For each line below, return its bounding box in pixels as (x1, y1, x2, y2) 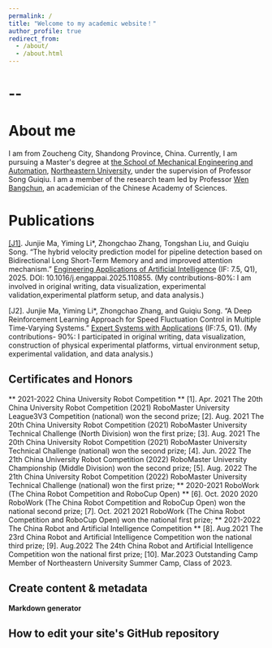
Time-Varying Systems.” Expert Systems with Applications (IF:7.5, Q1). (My (8, 323, 257, 333)
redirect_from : (8, 34, 60, 43)
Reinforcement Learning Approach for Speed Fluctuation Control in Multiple (8, 314, 261, 325)
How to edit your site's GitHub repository (8, 627, 220, 641)
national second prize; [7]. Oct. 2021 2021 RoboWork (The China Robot (8, 506, 245, 516)
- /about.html (15, 50, 63, 58)
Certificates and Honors (8, 373, 133, 387)
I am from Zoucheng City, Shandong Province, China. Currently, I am (8, 149, 238, 158)
